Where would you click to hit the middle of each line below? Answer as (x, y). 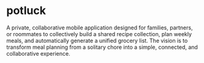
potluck (26, 11)
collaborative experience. (38, 53)
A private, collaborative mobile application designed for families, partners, (100, 28)
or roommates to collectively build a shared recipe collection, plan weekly (99, 34)
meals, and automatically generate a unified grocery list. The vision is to (97, 40)
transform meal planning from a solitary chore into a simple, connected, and (102, 47)
